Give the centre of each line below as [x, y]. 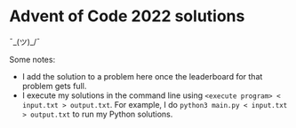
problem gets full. [54, 86]
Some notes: [32, 59]
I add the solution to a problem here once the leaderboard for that [142, 76]
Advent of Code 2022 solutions [127, 16]
